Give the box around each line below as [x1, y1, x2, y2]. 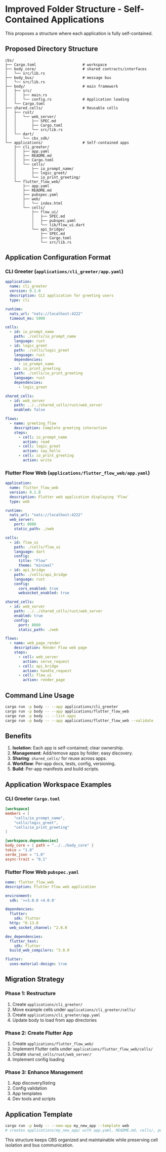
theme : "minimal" [18, 563, 54, 568]
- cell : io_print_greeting [18, 453, 74, 458]
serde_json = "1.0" [5, 852, 45, 857]
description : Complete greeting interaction [14, 425, 107, 430]
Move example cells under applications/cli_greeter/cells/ [12, 1006, 136, 1012]
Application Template [5, 1110, 73, 1118]
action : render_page [23, 677, 65, 683]
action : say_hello [23, 449, 61, 453]
